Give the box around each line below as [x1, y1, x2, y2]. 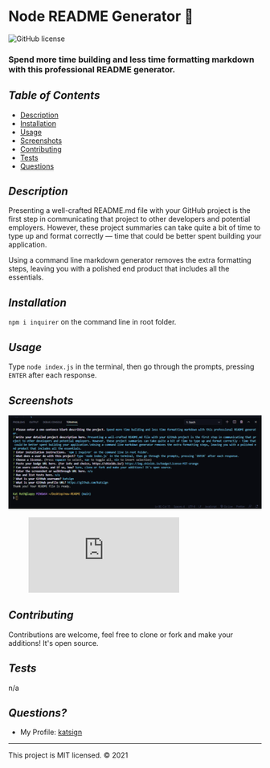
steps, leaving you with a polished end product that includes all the [8, 264, 230, 274]
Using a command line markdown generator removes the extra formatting [8, 255, 252, 265]
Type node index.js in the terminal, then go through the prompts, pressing [8, 362, 255, 372]
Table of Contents [8, 88, 100, 103]
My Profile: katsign [19, 727, 83, 737]
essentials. [8, 272, 44, 282]
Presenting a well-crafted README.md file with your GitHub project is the [8, 206, 251, 215]
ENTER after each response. [8, 370, 97, 380]
